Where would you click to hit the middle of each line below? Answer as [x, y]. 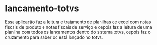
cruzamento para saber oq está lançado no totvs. [54, 37]
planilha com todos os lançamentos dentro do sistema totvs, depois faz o [78, 32]
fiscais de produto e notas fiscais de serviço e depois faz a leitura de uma [78, 27]
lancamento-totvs [42, 8]
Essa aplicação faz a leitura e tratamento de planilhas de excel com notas [78, 22]
